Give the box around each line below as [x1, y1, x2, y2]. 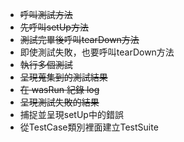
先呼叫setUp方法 [19, 21, 89, 33]
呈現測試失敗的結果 [19, 96, 100, 108]
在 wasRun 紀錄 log [19, 84, 100, 95]
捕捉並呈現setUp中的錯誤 [19, 109, 124, 120]
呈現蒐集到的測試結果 [19, 71, 108, 83]
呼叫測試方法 [19, 9, 73, 20]
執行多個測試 [19, 59, 73, 70]
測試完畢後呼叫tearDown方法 [19, 34, 140, 45]
